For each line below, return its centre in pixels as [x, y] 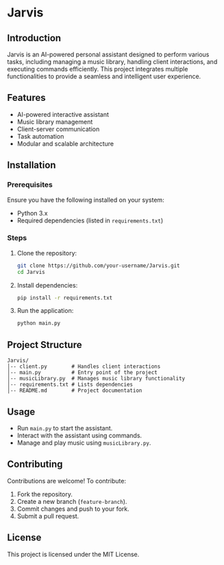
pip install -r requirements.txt [65, 298]
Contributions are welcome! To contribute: [67, 481]
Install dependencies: [47, 285]
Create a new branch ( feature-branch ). [72, 501]
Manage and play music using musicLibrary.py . [84, 442]
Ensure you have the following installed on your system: [86, 200]
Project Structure [45, 345]
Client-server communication [58, 129]
